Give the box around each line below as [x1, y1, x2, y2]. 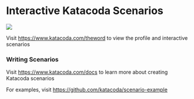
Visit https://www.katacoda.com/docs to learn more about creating [6, 69, 168, 76]
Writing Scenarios [6, 55, 59, 63]
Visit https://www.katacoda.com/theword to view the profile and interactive [6, 34, 188, 42]
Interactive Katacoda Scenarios [6, 4, 163, 18]
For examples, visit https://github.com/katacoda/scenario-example [6, 86, 168, 93]
